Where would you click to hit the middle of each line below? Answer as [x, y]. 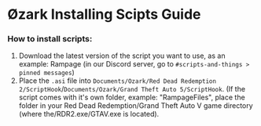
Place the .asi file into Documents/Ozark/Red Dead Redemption [118, 81]
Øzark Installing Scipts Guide [104, 14]
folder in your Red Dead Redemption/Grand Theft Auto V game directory [136, 106]
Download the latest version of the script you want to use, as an [122, 56]
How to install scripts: [50, 39]
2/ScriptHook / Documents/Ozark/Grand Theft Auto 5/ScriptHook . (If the [132, 89]
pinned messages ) [47, 73]
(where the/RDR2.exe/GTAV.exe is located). [89, 114]
